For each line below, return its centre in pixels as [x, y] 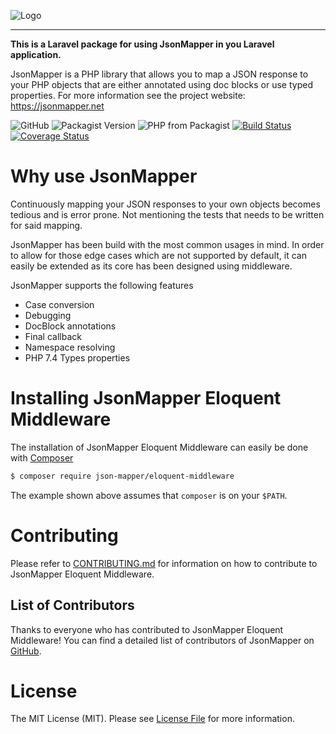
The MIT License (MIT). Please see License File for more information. [152, 719]
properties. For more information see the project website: [128, 95]
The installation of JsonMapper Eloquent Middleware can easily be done [159, 447]
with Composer [42, 457]
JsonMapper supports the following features [102, 285]
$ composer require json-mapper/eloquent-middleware [122, 476]
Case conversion [59, 304]
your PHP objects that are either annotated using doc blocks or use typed [161, 84]
